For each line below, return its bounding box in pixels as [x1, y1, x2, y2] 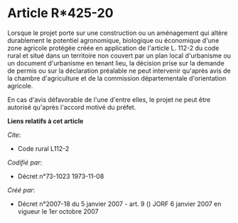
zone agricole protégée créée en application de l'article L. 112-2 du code [7, 43, 220, 52]
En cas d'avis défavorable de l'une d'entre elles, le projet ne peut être [7, 95, 211, 104]
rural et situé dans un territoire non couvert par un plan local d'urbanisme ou [7, 51, 232, 60]
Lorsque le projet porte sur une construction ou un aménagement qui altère [7, 28, 228, 37]
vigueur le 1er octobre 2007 [17, 207, 99, 215]
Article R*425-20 [7, 5, 114, 21]
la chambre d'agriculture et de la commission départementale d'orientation [7, 73, 227, 83]
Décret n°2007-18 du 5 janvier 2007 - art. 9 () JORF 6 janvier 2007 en [17, 199, 222, 208]
